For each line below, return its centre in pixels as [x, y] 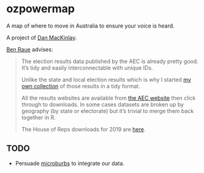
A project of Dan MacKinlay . [42, 37]
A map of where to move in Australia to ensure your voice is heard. [90, 26]
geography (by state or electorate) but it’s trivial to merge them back [108, 111]
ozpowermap [41, 9]
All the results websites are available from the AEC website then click [108, 98]
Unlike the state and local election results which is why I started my [106, 79]
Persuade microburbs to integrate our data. [70, 163]
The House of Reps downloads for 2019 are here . [83, 129]
